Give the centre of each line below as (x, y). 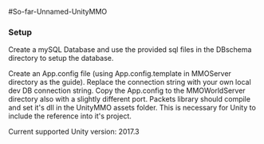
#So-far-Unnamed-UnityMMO (58, 12)
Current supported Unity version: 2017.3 (74, 132)
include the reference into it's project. (70, 116)
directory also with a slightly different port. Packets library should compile (130, 99)
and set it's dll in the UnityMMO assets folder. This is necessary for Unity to (132, 108)
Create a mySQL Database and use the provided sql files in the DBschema (130, 50)
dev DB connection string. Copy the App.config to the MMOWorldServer (127, 90)
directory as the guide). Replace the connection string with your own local (130, 82)
